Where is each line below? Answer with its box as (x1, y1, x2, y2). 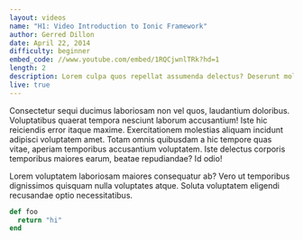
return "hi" (17, 216, 63, 225)
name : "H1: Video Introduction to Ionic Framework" (9, 22, 207, 31)
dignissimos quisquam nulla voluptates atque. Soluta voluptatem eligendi (9, 180, 280, 190)
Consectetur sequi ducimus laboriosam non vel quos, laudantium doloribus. (9, 105, 290, 115)
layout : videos (9, 13, 67, 23)
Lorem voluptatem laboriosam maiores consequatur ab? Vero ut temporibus (9, 171, 290, 181)
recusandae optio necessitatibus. (9, 189, 133, 200)
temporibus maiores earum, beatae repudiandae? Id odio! (9, 152, 223, 163)
